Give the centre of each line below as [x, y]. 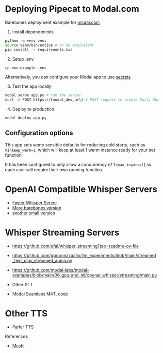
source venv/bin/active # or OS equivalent [50, 45]
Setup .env [23, 59]
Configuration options [39, 133]
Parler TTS [23, 327]
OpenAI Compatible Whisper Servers [81, 189]
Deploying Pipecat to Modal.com [72, 9]
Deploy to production [33, 109]
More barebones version [37, 208]
